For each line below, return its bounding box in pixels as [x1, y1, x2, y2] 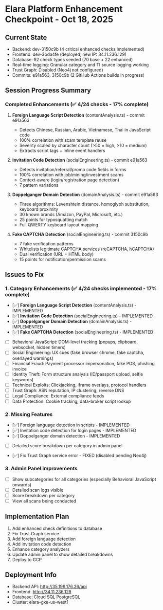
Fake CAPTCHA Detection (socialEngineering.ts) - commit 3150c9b [12, 231, 148, 237]
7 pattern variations [19, 182, 59, 188]
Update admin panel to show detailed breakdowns [12, 551, 113, 557]
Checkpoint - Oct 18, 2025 [5, 14, 113, 25]
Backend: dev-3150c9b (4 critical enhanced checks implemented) [12, 46, 145, 52]
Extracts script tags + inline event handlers [19, 148, 106, 153]
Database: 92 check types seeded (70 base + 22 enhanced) [12, 57, 133, 62]
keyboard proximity [19, 206, 58, 212]
